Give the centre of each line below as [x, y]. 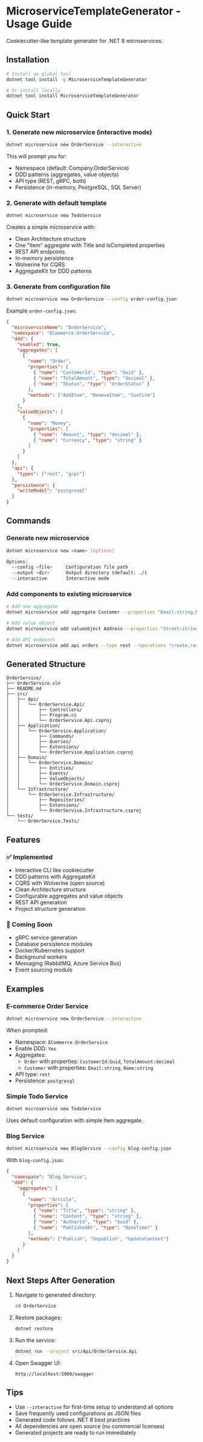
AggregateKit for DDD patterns [53, 271]
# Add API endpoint [31, 640]
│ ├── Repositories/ [46, 800]
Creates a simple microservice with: [51, 227]
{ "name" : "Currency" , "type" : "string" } [87, 440]
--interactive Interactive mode [61, 579]
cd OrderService [35, 1306]
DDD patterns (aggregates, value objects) [67, 174]
